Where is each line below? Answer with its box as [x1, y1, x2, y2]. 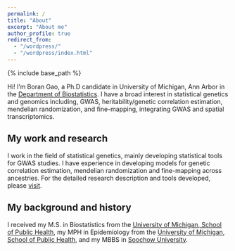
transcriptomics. [7, 112, 55, 120]
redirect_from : [7, 37, 52, 44]
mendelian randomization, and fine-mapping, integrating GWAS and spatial [7, 105, 224, 113]
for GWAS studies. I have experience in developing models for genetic [7, 159, 211, 167]
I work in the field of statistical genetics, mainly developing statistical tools [7, 151, 223, 160]
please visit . [7, 181, 42, 190]
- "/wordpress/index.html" [13, 50, 93, 57]
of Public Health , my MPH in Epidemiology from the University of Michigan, [7, 228, 225, 236]
